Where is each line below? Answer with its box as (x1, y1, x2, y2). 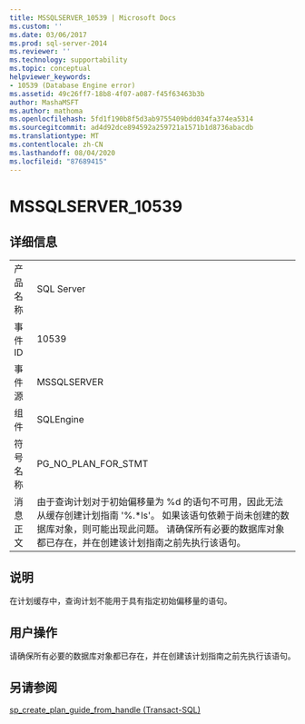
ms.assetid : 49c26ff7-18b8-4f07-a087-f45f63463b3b (9, 89, 205, 98)
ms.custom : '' (9, 22, 64, 31)
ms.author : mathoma (9, 106, 84, 115)
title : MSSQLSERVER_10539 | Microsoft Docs (9, 13, 177, 23)
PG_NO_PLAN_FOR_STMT (36, 457, 149, 470)
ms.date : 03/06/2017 (9, 30, 88, 39)
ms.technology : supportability (9, 55, 128, 64)
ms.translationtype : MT (9, 132, 100, 141)
